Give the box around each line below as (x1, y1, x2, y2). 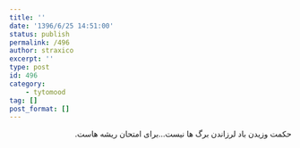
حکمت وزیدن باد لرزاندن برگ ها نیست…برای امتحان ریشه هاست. (74, 128, 292, 139)
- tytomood (25, 87, 66, 96)
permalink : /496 (9, 37, 70, 47)
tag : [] (9, 95, 39, 105)
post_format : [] (9, 104, 70, 113)
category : (9, 79, 47, 88)
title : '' (9, 12, 47, 22)
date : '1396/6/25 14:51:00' (9, 21, 115, 30)
